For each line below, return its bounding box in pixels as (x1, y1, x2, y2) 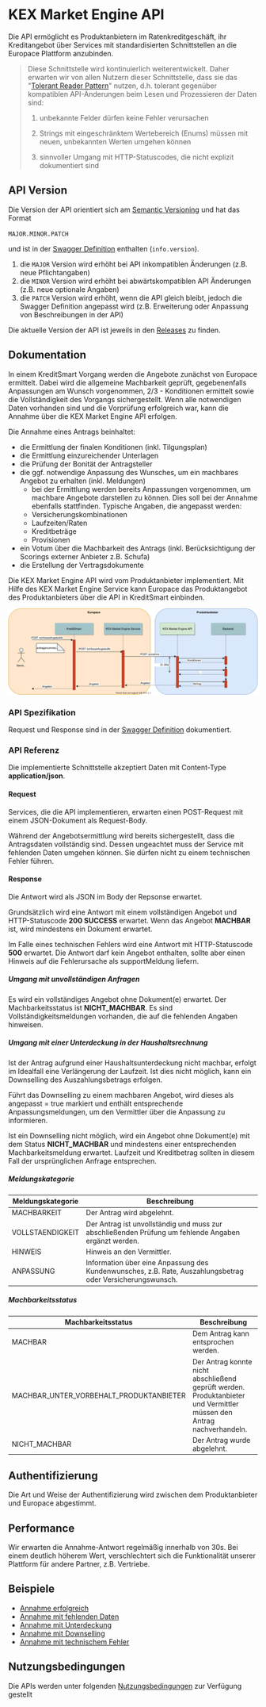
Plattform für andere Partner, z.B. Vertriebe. (8, 1559, 150, 1569)
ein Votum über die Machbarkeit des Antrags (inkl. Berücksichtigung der (19, 543, 256, 553)
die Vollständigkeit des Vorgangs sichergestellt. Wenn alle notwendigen (8, 394, 241, 404)
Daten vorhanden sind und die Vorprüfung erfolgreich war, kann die (8, 403, 229, 412)
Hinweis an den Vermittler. (85, 1247, 172, 1256)
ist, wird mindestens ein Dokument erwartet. (8, 924, 153, 934)
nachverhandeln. (192, 1424, 248, 1433)
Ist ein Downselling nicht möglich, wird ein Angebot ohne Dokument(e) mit (8, 1130, 250, 1140)
